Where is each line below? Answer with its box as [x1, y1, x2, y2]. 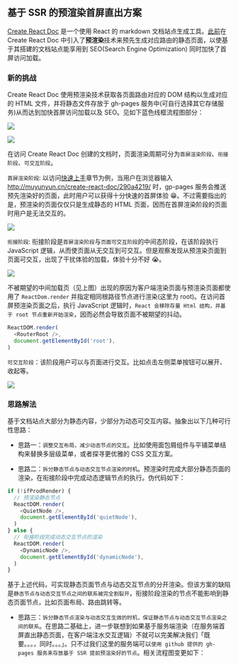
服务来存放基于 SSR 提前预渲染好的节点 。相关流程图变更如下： [36, 648, 205, 657]
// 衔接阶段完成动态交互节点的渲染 [13, 534, 103, 541]
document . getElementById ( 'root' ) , [13, 337, 115, 344]
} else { [7, 527, 33, 534]
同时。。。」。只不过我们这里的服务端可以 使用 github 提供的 [39, 640, 203, 648]
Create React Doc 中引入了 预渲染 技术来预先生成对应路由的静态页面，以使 [7, 35, 222, 44]
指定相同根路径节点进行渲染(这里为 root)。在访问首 [76, 293, 225, 301]
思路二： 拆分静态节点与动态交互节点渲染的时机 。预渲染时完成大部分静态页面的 [17, 464, 231, 473]
